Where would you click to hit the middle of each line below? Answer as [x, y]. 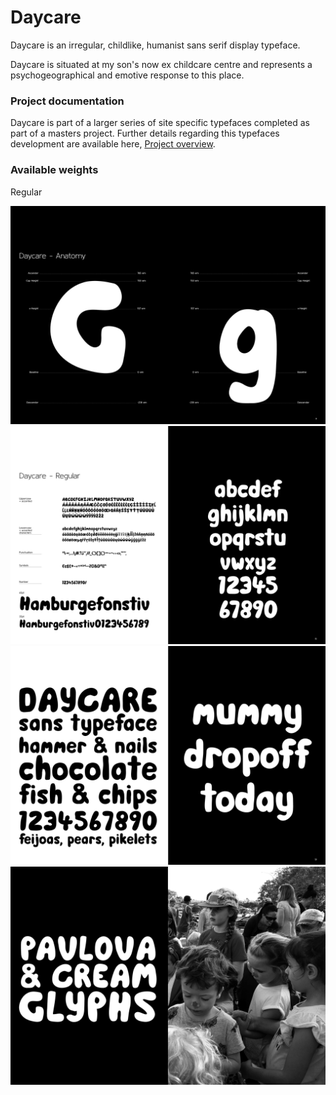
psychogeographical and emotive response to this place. [127, 75]
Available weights [54, 170]
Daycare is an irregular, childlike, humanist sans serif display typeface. [155, 45]
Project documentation [67, 101]
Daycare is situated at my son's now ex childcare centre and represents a [161, 64]
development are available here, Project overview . [113, 144]
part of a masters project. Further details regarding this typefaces [145, 133]
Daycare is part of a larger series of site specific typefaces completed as [160, 123]
